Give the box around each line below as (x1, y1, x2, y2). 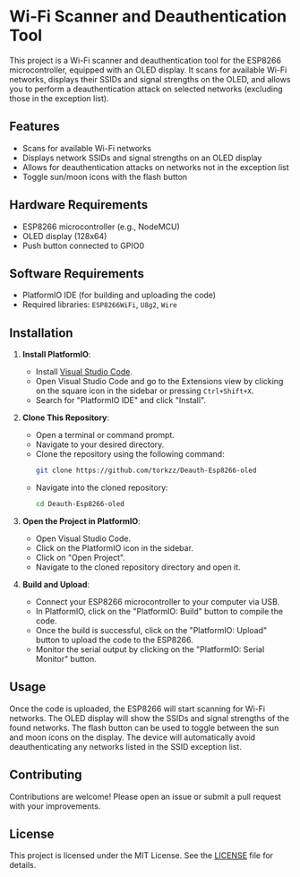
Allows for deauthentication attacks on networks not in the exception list (21, 161, 289, 172)
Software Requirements (9, 266, 145, 281)
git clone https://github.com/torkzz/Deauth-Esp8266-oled (35, 466, 257, 476)
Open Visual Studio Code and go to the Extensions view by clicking (35, 376, 284, 387)
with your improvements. (9, 800, 101, 812)
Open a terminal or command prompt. (35, 430, 175, 441)
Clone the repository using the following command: (35, 449, 226, 460)
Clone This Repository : (21, 412, 110, 423)
